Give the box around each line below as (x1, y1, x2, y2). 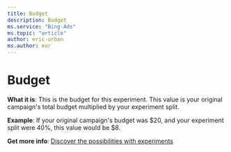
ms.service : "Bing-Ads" (7, 23, 77, 30)
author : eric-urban (7, 36, 64, 43)
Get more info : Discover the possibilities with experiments (7, 137, 174, 145)
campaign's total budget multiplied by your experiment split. (7, 102, 180, 111)
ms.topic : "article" (7, 29, 67, 37)
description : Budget (7, 17, 67, 24)
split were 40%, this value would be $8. (7, 123, 121, 132)
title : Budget (7, 10, 49, 17)
